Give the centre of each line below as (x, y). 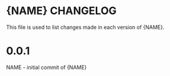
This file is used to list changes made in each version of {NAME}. (85, 27)
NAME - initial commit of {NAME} (46, 67)
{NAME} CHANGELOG (61, 11)
